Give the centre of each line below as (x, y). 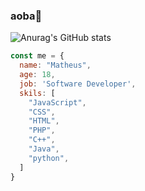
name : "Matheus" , (55, 65)
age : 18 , (37, 75)
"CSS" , (42, 112)
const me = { (37, 56)
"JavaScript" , (57, 102)
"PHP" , (42, 130)
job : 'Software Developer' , (78, 84)
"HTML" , (44, 121)
